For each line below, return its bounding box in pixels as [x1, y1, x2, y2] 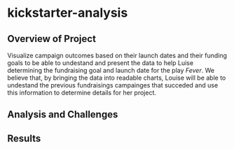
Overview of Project [7, 33, 97, 45]
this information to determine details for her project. [7, 89, 156, 97]
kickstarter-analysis [7, 5, 128, 21]
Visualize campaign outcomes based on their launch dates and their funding [7, 51, 228, 59]
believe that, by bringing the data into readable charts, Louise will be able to [7, 73, 226, 82]
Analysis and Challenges [7, 108, 118, 120]
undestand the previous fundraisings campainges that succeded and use [7, 81, 219, 89]
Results [7, 132, 41, 144]
